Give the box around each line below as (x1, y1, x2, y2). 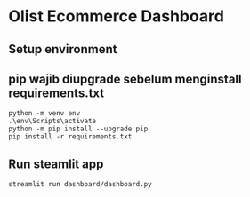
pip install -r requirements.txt (8, 132, 133, 141)
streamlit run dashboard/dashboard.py (8, 180, 152, 189)
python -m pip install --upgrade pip (8, 124, 149, 134)
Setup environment (8, 42, 117, 57)
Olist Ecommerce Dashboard (8, 6, 224, 27)
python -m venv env (8, 109, 81, 118)
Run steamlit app (8, 156, 104, 171)
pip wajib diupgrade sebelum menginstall (8, 71, 242, 86)
